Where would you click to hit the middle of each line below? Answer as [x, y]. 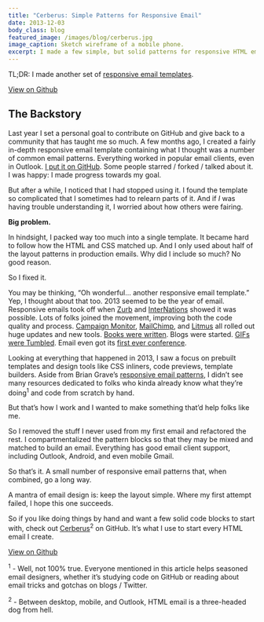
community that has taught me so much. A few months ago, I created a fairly [132, 141]
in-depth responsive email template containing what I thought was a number [132, 149]
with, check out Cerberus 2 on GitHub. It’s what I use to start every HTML [126, 528]
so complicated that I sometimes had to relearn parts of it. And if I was [122, 198]
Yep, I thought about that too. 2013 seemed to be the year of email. [117, 301]
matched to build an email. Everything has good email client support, [119, 448]
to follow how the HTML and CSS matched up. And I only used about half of [131, 245]
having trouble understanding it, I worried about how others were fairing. [126, 207]
